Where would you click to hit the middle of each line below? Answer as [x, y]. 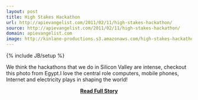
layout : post [22, 11]
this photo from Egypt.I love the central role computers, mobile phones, [93, 73]
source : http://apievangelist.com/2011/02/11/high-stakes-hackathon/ [93, 28]
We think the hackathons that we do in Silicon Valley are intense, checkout [96, 67]
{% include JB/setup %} [35, 56]
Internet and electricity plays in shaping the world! [67, 79]
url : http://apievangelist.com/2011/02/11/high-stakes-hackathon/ [89, 22]
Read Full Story [99, 91]
